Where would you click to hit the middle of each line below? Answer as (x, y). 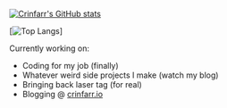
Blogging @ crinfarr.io (63, 94)
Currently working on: (49, 48)
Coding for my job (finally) (70, 66)
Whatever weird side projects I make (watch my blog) (120, 75)
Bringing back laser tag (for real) (82, 84)
